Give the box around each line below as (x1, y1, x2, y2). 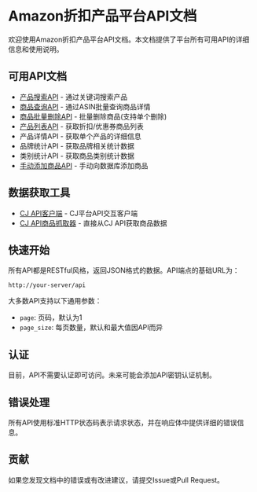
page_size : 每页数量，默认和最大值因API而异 (19, 323, 163, 332)
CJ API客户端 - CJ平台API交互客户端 (19, 208, 138, 218)
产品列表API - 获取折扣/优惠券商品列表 (19, 121, 144, 130)
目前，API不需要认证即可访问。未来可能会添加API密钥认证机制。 (8, 370, 216, 380)
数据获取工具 (8, 186, 71, 200)
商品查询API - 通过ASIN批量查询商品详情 (19, 101, 151, 111)
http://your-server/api (8, 281, 86, 289)
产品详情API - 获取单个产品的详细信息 (19, 131, 141, 141)
